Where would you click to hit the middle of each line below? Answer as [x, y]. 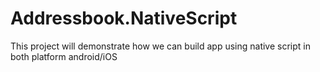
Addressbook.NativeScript [124, 18]
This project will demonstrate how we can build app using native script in [160, 46]
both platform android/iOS [64, 56]
